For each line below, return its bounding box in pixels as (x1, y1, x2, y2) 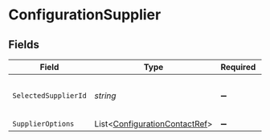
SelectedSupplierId (12, 91, 87, 100)
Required (220, 62, 256, 72)
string (94, 90, 117, 101)
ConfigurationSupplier (8, 6, 162, 24)
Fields (8, 38, 40, 51)
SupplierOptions (12, 119, 75, 128)
